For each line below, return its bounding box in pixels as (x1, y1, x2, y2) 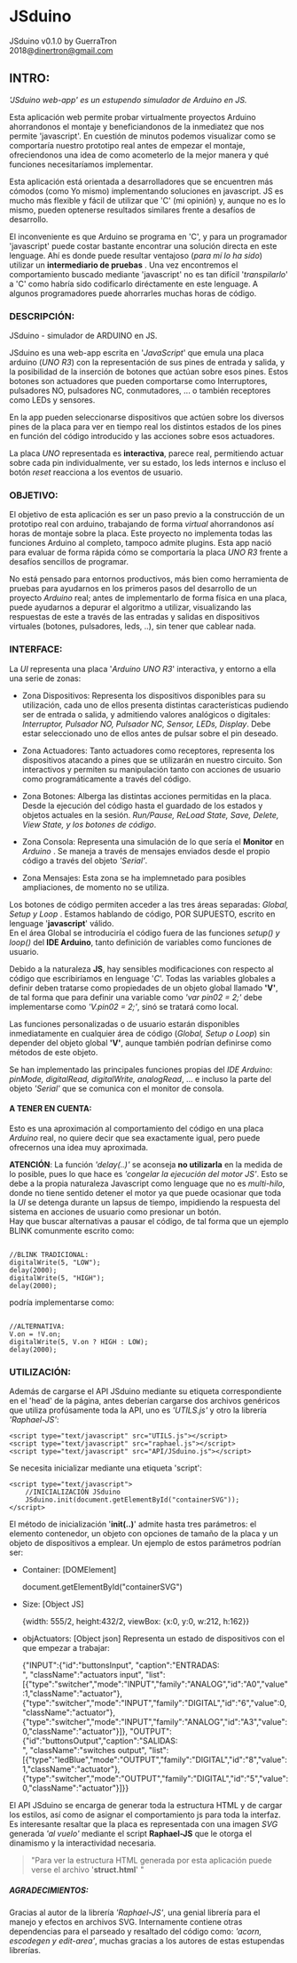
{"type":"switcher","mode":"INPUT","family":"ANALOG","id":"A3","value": (21, 1717, 288, 1727)
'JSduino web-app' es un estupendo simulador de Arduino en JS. (9, 94, 247, 105)
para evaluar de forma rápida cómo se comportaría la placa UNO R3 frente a (9, 547, 288, 557)
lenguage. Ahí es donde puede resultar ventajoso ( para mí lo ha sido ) (9, 250, 263, 260)
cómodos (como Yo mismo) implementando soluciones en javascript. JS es (9, 185, 284, 196)
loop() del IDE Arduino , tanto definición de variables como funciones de (9, 936, 272, 948)
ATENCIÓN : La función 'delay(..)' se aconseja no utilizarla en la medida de (9, 1158, 284, 1170)
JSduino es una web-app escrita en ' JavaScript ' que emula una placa (9, 348, 264, 358)
